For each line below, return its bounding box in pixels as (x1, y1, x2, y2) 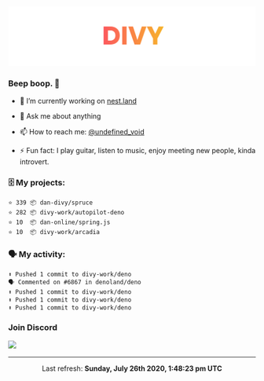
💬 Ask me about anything (19, 111, 101, 120)
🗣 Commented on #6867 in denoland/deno (8, 278, 141, 287)
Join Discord (8, 322, 57, 333)
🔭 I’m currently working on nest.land (19, 96, 137, 105)
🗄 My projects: (8, 177, 65, 188)
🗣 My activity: (8, 249, 66, 260)
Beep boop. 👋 (8, 78, 60, 89)
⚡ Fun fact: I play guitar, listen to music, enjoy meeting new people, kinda (19, 145, 256, 155)
